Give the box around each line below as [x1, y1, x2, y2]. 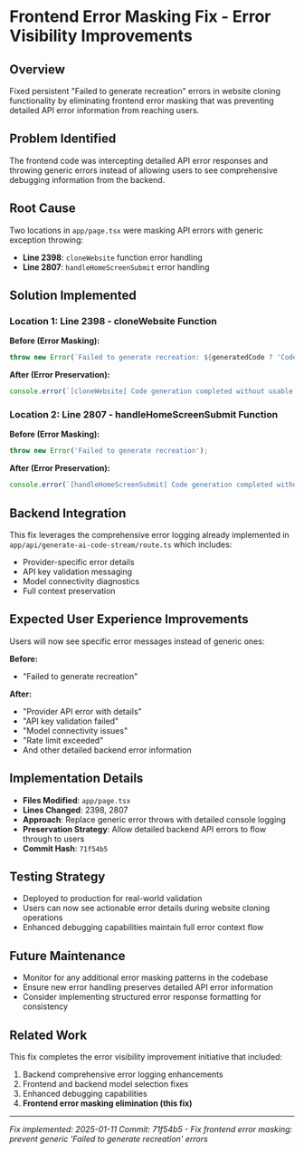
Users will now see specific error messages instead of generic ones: [9, 636, 265, 647]
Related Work [9, 1027, 88, 1043]
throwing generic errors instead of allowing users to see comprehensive [9, 165, 278, 176]
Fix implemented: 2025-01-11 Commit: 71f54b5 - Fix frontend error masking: [9, 1123, 293, 1134]
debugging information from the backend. [9, 174, 166, 185]
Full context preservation [22, 585, 116, 596]
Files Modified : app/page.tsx [22, 794, 131, 805]
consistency [22, 1001, 69, 1012]
